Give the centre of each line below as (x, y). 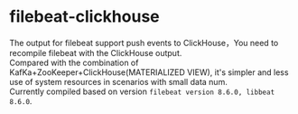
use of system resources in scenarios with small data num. (118, 81)
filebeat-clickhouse (84, 17)
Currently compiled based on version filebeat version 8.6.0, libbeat (142, 91)
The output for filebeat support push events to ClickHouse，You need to (144, 43)
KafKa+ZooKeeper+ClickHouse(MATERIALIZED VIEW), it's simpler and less (149, 72)
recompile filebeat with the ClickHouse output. (96, 52)
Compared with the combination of (74, 62)
